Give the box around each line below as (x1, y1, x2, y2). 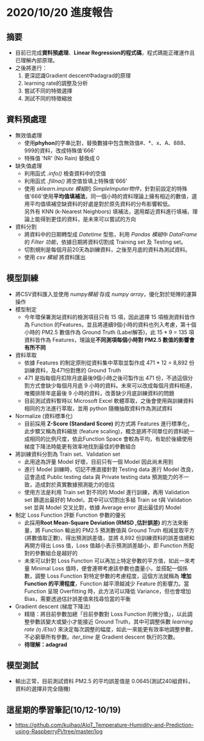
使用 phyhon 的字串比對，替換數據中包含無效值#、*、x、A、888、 (24, 139, 189, 146)
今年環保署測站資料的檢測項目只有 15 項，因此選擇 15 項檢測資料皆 (24, 313, 190, 321)
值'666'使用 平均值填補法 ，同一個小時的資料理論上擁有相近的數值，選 (24, 193, 197, 200)
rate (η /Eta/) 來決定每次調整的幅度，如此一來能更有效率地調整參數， (24, 625, 196, 633)
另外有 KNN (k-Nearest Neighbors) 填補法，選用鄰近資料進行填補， (24, 208, 193, 215)
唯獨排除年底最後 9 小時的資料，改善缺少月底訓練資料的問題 (24, 389, 175, 397)
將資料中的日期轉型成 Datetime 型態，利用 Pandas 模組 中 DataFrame (24, 230, 197, 238)
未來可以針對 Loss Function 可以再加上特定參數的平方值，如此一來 (24, 557, 190, 564)
